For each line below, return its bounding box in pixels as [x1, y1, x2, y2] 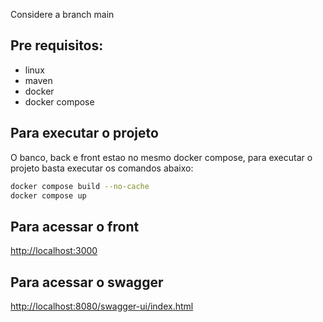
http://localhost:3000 [10, 245, 98, 257]
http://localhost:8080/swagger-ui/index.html [10, 300, 194, 312]
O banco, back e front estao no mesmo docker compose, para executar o [10, 151, 313, 163]
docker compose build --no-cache [10, 181, 150, 191]
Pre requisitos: [10, 37, 104, 54]
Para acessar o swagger [10, 274, 164, 291]
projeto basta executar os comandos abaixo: [10, 162, 194, 174]
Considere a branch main [10, 9, 115, 20]
